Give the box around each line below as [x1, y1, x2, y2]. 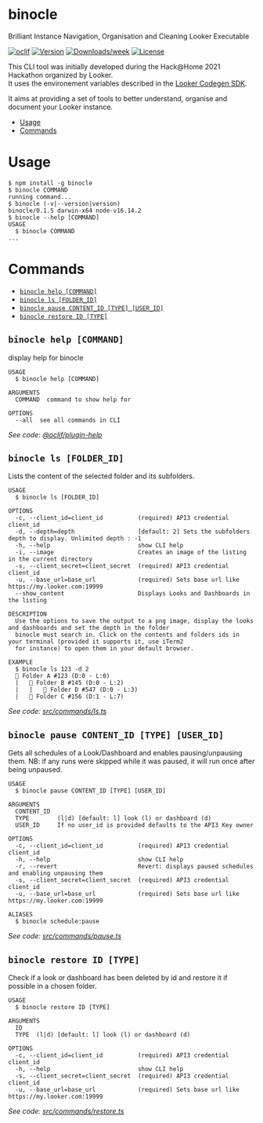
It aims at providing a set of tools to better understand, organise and [8, 93, 228, 103]
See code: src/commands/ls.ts [8, 707, 107, 716]
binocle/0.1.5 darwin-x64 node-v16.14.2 [8, 207, 142, 214]
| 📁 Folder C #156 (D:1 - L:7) [15, 693, 124, 701]
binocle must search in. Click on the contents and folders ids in [15, 631, 240, 639]
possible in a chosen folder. [8, 982, 97, 991]
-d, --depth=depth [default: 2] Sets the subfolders [15, 528, 250, 536]
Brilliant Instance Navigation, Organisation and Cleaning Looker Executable [8, 31, 250, 41]
